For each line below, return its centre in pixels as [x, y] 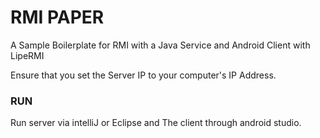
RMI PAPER [57, 17]
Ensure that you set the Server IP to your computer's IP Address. [143, 75]
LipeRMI [27, 55]
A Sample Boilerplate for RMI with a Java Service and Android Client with [160, 45]
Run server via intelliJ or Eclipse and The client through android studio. [156, 123]
